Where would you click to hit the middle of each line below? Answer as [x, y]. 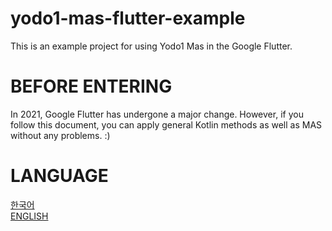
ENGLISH [29, 216]
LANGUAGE [59, 176]
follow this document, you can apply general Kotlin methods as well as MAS [166, 124]
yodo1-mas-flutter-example [128, 18]
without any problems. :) [60, 135]
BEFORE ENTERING [91, 86]
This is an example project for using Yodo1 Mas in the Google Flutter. [151, 46]
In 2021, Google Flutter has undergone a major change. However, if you [157, 114]
